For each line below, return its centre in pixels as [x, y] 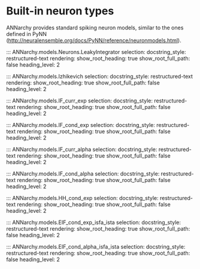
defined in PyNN [26, 34]
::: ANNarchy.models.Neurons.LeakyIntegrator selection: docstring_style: [96, 52]
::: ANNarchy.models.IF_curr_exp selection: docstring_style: [80, 101]
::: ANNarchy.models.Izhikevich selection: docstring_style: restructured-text [100, 76]
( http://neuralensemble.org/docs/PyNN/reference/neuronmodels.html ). [94, 40]
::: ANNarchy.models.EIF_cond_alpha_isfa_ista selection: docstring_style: [96, 246]
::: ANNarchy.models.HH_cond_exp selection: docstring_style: [82, 198]
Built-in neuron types [60, 11]
